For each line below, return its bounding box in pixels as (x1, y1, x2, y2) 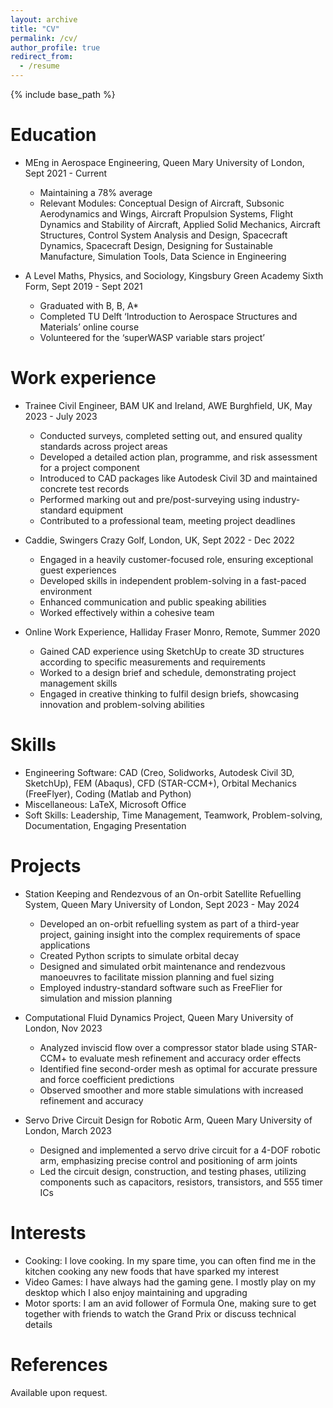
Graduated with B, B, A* (39, 299, 140, 311)
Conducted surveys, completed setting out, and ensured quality (39, 429, 303, 441)
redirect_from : (10, 52, 74, 62)
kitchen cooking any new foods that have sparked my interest (24, 1265, 280, 1277)
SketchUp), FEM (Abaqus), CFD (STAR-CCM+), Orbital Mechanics (24, 777, 297, 789)
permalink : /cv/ (10, 33, 78, 43)
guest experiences (39, 564, 117, 576)
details (24, 1318, 53, 1330)
